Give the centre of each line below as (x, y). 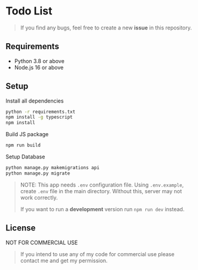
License (21, 228)
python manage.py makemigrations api (53, 168)
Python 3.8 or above (39, 61)
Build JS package (27, 134)
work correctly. (39, 197)
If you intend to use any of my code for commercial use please (97, 254)
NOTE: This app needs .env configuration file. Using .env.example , (102, 185)
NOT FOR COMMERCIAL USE (42, 242)
